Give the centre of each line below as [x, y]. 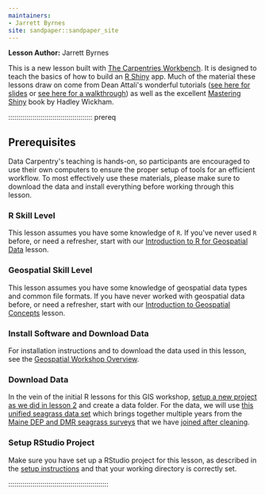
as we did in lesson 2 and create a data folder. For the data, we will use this [131, 405]
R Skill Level [32, 216]
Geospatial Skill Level [50, 271]
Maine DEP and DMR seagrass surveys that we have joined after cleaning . [129, 422]
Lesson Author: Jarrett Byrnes [59, 53]
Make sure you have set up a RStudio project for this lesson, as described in [132, 460]
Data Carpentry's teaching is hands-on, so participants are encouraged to [129, 161]
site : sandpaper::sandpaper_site [63, 30]
